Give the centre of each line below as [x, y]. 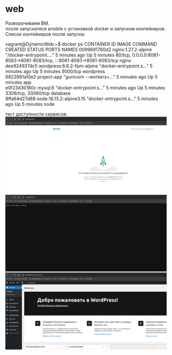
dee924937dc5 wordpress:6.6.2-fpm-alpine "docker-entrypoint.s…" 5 [79, 66]
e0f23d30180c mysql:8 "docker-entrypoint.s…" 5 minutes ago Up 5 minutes [85, 87]
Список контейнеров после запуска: [45, 34]
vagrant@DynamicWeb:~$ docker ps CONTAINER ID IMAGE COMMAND [81, 44]
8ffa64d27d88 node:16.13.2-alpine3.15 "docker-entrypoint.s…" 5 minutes [82, 99]
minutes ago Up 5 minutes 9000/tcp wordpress [55, 71]
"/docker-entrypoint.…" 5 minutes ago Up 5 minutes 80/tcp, [68, 55]
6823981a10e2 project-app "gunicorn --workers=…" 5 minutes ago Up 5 [81, 77]
